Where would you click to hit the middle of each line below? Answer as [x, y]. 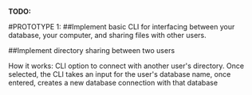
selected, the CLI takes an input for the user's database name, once [120, 74]
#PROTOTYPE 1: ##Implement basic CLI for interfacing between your [122, 27]
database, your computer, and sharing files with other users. [107, 35]
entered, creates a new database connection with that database [113, 83]
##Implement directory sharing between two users [92, 50]
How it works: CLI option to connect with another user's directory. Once [126, 66]
